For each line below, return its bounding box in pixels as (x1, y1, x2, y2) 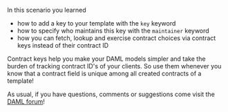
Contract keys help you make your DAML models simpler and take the (7, 55, 206, 63)
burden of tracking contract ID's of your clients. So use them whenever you (7, 62, 222, 70)
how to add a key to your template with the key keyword (17, 19, 176, 27)
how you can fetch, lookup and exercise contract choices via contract (17, 34, 216, 42)
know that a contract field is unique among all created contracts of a (7, 69, 202, 77)
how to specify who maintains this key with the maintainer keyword (17, 27, 209, 35)
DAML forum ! (7, 97, 45, 106)
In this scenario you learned (7, 6, 86, 14)
